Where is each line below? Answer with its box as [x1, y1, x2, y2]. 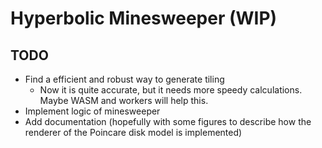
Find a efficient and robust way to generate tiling [24, 73, 225, 85]
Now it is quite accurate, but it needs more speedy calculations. [39, 84, 303, 96]
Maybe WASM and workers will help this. [39, 95, 209, 106]
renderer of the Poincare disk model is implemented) [24, 127, 243, 138]
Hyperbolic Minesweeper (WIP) [10, 7, 278, 30]
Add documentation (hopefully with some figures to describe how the [24, 116, 312, 127]
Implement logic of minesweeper [24, 105, 161, 117]
